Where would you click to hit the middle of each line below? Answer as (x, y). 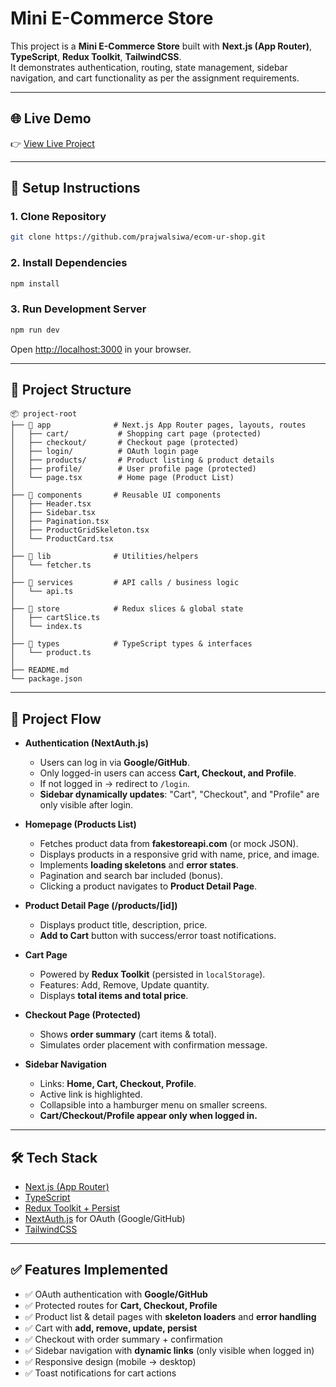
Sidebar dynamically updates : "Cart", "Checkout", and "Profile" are (179, 794)
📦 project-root (44, 414)
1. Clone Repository (58, 217)
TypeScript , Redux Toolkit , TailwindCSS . (96, 56)
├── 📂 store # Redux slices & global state (127, 609)
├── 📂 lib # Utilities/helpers (104, 557)
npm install (35, 283)
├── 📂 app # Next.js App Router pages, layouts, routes (158, 425)
